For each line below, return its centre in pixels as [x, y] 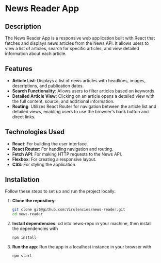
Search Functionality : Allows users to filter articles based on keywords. [84, 91]
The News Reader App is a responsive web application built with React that [80, 38]
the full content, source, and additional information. [63, 101]
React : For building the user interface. [50, 143]
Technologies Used [35, 132]
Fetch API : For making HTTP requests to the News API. [67, 154]
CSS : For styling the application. [44, 164]
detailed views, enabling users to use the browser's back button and [80, 111]
